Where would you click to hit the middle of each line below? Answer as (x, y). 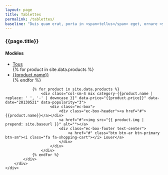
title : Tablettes (23, 14)
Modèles (14, 53)
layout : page (19, 10)
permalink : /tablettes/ (30, 19)
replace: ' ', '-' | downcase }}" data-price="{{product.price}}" (76, 98)
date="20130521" (22, 102)
